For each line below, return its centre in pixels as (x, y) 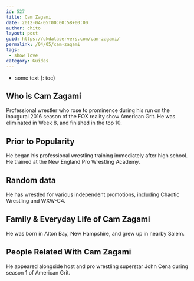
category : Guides (27, 61)
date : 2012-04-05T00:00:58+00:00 (47, 22)
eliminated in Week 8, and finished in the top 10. (64, 123)
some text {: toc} (35, 78)
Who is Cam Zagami (44, 96)
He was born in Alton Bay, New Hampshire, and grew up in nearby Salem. (95, 233)
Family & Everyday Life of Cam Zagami (78, 219)
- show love (23, 55)
